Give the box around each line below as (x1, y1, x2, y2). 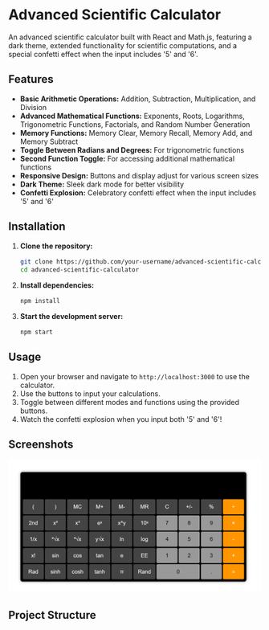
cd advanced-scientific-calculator (19, 266, 140, 274)
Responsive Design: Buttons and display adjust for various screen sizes (19, 170, 259, 180)
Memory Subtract (19, 137, 79, 146)
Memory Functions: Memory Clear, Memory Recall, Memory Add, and (19, 128, 253, 137)
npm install (19, 297, 60, 305)
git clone (19, 257, 54, 266)
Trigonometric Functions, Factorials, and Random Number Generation (19, 119, 251, 129)
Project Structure (8, 608, 96, 622)
